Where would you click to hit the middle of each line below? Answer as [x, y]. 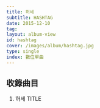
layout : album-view [31, 35]
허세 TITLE [28, 99]
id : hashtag [21, 40]
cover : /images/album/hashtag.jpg [50, 46]
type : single [23, 52]
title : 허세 [20, 12]
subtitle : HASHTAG [30, 18]
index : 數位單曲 [25, 57]
